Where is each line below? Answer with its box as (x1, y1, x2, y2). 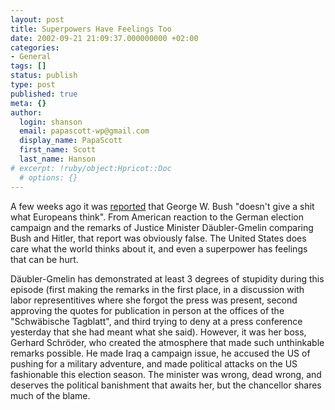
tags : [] (10, 61, 47, 71)
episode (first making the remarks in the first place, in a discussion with (10, 283, 305, 295)
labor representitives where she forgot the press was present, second (10, 294, 298, 306)
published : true (10, 89, 78, 99)
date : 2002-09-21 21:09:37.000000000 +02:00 (10, 33, 199, 43)
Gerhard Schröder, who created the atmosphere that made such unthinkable (10, 336, 325, 348)
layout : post (10, 14, 65, 25)
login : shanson (19, 117, 83, 127)
